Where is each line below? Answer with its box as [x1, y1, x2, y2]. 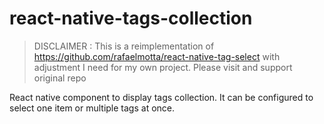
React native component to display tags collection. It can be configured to [9, 91, 314, 103]
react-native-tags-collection [9, 7, 253, 30]
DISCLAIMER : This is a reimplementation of [33, 40, 215, 52]
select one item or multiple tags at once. [9, 102, 176, 114]
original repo [33, 72, 87, 84]
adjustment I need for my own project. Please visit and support [33, 61, 293, 73]
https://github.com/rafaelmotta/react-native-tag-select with [33, 50, 281, 62]
